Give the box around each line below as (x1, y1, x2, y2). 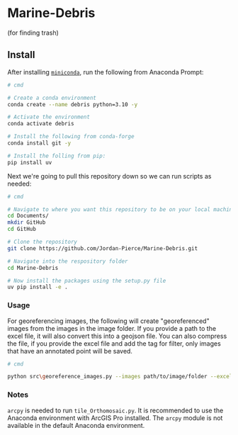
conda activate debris (7, 120, 74, 128)
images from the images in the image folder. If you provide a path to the (7, 324, 217, 332)
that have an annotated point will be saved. (7, 346, 133, 355)
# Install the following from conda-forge (7, 133, 135, 140)
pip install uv (7, 159, 52, 166)
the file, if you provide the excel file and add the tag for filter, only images (7, 339, 221, 348)
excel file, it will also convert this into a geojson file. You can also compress (7, 332, 227, 340)
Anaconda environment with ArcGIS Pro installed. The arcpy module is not (7, 413, 223, 422)
